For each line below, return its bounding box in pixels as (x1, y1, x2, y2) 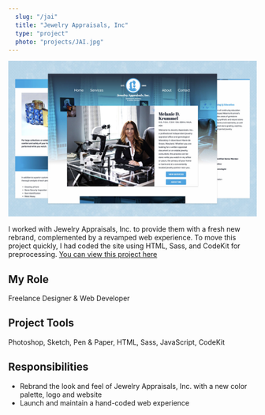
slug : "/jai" (15, 13, 58, 21)
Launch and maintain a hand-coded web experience (19, 398, 190, 407)
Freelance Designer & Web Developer (8, 293, 130, 304)
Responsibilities (8, 360, 89, 374)
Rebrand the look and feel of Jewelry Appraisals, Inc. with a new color (19, 381, 248, 390)
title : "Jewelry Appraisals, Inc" (15, 21, 129, 29)
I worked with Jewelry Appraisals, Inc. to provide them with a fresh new (8, 224, 241, 234)
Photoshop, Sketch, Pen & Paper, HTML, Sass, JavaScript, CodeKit (8, 337, 226, 347)
